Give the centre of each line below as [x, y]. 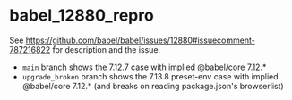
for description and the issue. [107, 49]
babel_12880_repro [82, 16]
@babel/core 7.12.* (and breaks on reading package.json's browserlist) [153, 86]
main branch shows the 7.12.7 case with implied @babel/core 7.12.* [144, 67]
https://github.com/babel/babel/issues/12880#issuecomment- [140, 40]
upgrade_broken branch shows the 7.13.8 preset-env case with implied [150, 76]
